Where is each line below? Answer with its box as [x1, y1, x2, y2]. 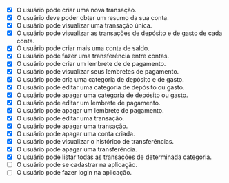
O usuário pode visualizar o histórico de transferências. [16, 138, 174, 145]
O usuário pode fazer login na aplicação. [16, 169, 132, 177]
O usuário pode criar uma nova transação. [16, 6, 137, 14]
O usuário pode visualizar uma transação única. [16, 21, 152, 30]
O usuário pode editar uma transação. [16, 114, 125, 122]
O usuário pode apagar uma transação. [16, 122, 128, 130]
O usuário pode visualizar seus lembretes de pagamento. [16, 67, 179, 76]
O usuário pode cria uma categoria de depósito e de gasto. [16, 75, 184, 83]
